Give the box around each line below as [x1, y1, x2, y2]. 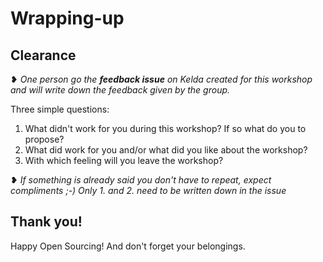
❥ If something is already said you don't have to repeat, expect [10, 174, 272, 186]
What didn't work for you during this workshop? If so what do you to [24, 123, 307, 134]
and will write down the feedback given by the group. [10, 84, 231, 96]
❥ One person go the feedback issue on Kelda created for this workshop [10, 73, 313, 85]
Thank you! [10, 213, 83, 231]
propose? [24, 133, 65, 145]
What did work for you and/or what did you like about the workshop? [24, 144, 308, 156]
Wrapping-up [10, 7, 125, 30]
